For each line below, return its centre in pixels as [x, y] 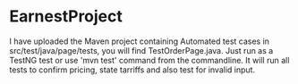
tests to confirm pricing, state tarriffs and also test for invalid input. [132, 70]
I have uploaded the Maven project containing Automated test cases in [140, 41]
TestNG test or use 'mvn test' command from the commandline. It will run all [149, 60]
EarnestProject [66, 17]
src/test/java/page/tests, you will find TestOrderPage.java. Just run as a [141, 50]
